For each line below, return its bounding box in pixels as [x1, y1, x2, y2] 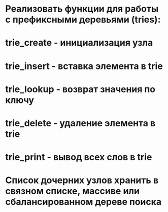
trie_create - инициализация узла [5, 37, 153, 49]
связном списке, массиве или [5, 186, 140, 197]
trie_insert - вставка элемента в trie [5, 60, 163, 72]
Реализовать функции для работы [5, 3, 159, 15]
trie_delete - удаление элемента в [5, 117, 156, 129]
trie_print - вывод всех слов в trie [5, 152, 152, 163]
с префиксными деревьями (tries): [5, 14, 161, 25]
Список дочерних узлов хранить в [5, 174, 159, 186]
